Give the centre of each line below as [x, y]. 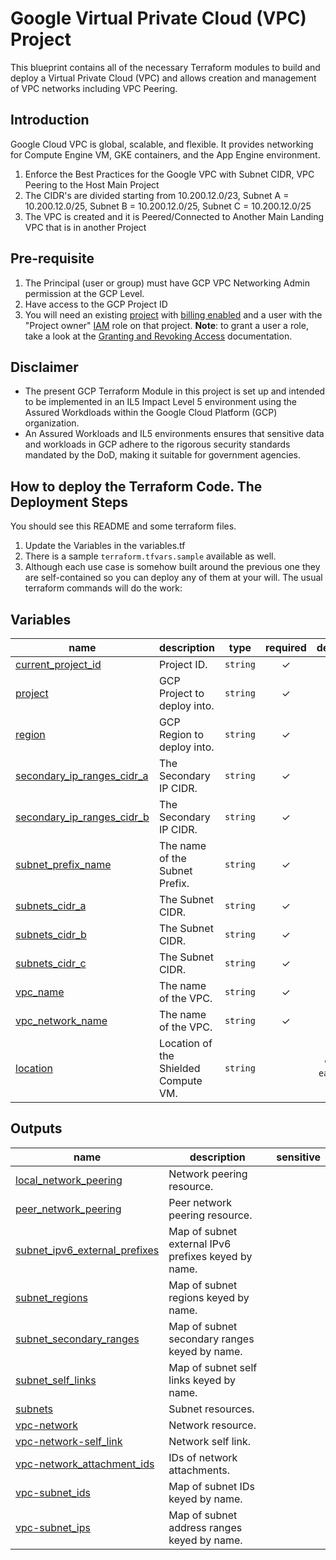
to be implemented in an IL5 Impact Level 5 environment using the [160, 402]
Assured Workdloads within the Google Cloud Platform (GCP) [151, 413]
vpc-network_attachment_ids [85, 1464]
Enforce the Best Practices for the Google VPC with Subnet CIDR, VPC [169, 174]
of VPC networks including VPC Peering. [94, 88]
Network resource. [212, 1425]
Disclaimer [44, 367]
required [285, 647]
